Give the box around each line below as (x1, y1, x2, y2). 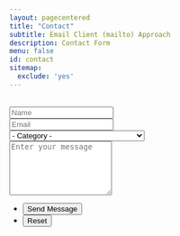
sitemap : (9, 64, 42, 73)
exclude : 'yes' (17, 72, 75, 81)
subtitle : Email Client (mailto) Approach (9, 30, 171, 39)
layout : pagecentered (9, 13, 91, 23)
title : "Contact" (9, 22, 75, 31)
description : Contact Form (9, 38, 111, 48)
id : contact (9, 55, 54, 64)
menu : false (9, 47, 54, 56)
